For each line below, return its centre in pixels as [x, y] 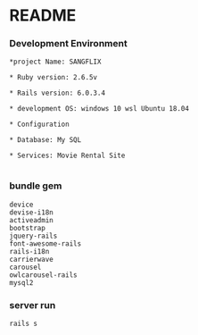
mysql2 [21, 282]
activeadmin [31, 220]
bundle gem [36, 186]
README [43, 16]
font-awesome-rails [45, 243]
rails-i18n [29, 251]
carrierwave [31, 259]
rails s [24, 324]
